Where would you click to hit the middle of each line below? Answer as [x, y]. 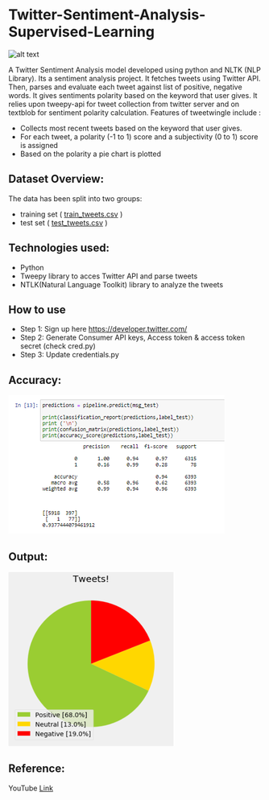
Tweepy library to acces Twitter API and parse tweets [109, 276]
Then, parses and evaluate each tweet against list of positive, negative [126, 87]
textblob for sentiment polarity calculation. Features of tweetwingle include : [135, 112]
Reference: [37, 769]
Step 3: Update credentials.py [69, 355]
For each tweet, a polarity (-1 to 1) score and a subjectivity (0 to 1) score [139, 136]
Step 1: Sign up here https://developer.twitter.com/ [103, 329]
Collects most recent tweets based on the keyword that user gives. [131, 128]
